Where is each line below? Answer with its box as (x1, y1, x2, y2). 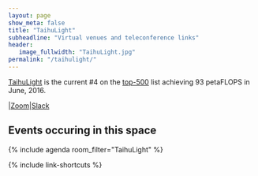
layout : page (8, 11, 51, 20)
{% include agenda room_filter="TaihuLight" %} (8, 144, 163, 154)
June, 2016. (8, 85, 46, 95)
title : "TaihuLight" (8, 26, 77, 34)
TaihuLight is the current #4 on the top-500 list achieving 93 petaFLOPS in (8, 77, 250, 87)
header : (8, 41, 34, 49)
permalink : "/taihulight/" (8, 56, 97, 64)
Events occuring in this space (8, 124, 157, 137)
